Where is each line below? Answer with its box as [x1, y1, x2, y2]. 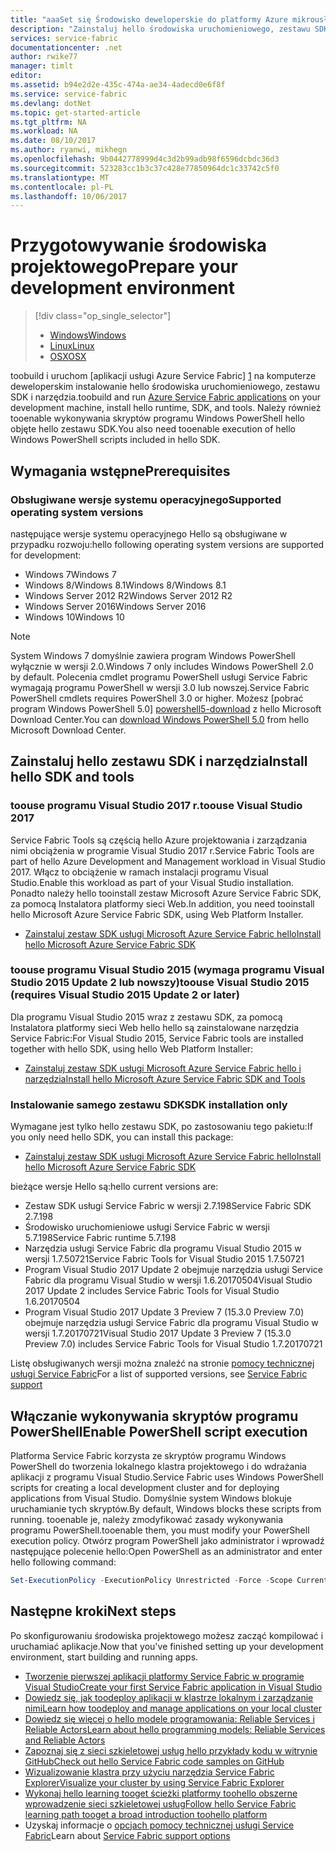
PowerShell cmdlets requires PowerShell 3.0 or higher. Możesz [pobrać [10, 692, 304, 704]
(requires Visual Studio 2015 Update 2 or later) [10, 988, 240, 1002]
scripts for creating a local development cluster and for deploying [10, 1481, 280, 1493]
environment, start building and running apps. [10, 1651, 199, 1663]
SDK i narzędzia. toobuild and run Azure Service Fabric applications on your [10, 391, 322, 403]
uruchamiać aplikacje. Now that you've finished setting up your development [10, 1640, 324, 1652]
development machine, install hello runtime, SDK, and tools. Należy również [10, 402, 322, 414]
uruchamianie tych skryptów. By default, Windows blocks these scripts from [10, 1502, 322, 1515]
